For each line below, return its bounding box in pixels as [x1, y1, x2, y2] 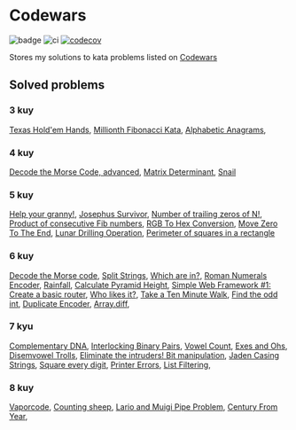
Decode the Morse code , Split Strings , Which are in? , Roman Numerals [9, 270, 268, 280]
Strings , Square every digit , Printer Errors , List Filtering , [9, 359, 211, 370]
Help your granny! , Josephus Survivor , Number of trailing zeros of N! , [9, 209, 263, 220]
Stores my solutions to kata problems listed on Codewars [9, 51, 218, 62]
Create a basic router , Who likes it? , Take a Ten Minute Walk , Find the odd [9, 289, 278, 300]
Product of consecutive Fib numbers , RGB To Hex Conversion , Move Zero [9, 218, 278, 229]
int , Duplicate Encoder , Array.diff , [9, 298, 130, 309]
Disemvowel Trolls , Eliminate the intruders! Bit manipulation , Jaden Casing [9, 349, 280, 360]
